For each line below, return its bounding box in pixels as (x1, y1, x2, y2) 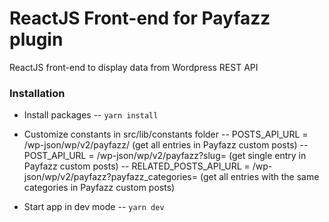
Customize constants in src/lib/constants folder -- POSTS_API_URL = (23, 128, 309, 141)
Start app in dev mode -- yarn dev (23, 201, 165, 213)
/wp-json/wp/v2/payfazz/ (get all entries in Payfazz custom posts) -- (23, 139, 309, 151)
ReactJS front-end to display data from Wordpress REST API (9, 61, 259, 73)
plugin (9, 28, 64, 51)
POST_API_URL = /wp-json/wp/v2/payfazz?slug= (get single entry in (23, 150, 307, 162)
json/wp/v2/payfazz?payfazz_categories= (23, 171, 199, 183)
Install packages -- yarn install (23, 109, 159, 121)
